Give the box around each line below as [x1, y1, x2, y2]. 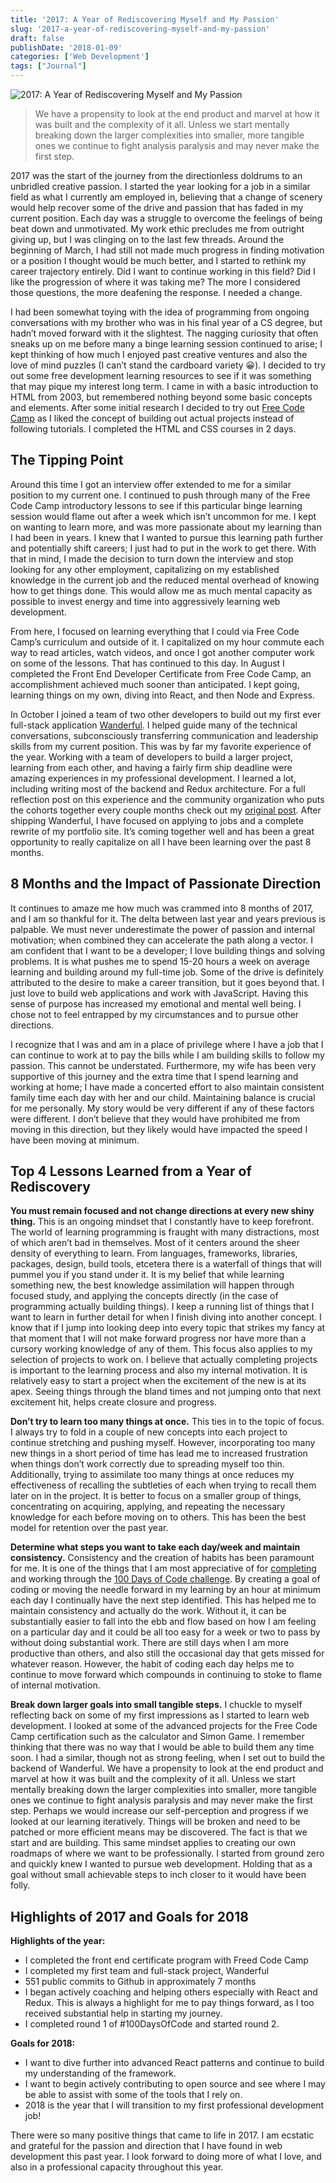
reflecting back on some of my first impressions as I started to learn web [10, 1709, 310, 1721]
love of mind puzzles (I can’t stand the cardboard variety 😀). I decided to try [10, 359, 326, 371]
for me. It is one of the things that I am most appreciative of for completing [10, 1562, 317, 1575]
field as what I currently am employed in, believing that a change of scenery [10, 191, 323, 203]
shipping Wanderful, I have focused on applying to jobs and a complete [10, 814, 304, 826]
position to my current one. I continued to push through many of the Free [10, 489, 311, 501]
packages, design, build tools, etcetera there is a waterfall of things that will [10, 1258, 322, 1270]
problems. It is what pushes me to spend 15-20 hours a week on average [10, 955, 310, 967]
